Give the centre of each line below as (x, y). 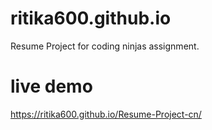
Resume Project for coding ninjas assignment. (105, 46)
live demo (51, 86)
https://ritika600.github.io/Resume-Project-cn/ (106, 114)
